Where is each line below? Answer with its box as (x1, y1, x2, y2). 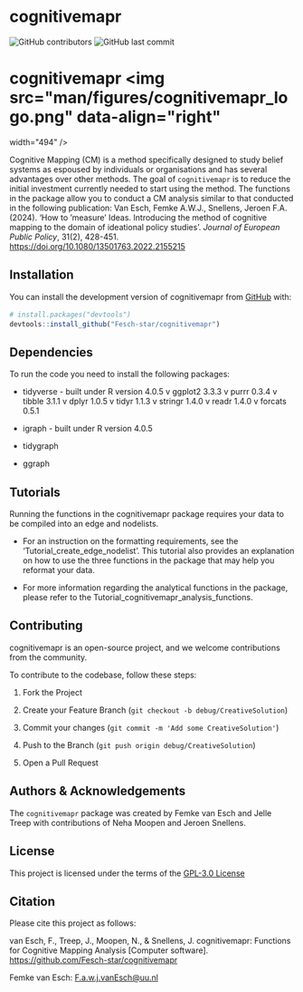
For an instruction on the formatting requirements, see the (22, 536, 239, 547)
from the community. (9, 651, 88, 663)
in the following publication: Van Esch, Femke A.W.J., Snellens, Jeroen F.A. (9, 202, 288, 213)
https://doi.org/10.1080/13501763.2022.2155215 (9, 240, 185, 251)
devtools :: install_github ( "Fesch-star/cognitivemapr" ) (9, 319, 221, 328)
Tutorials (9, 484, 61, 500)
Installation (9, 267, 74, 283)
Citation (9, 893, 56, 909)
